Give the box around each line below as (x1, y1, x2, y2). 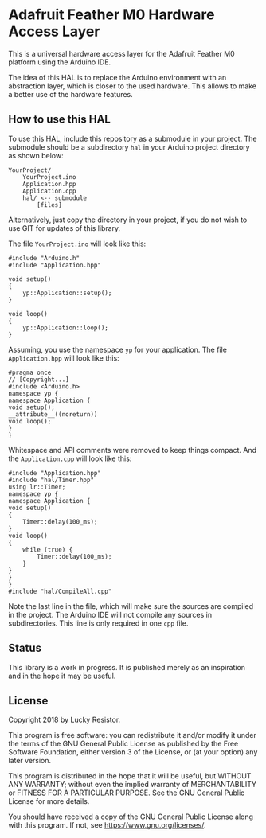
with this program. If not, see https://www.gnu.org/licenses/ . (8, 820, 206, 830)
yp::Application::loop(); (22, 324, 109, 332)
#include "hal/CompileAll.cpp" (8, 587, 112, 595)
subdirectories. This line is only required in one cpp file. (8, 618, 189, 628)
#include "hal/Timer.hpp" (8, 476, 94, 484)
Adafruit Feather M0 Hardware (8, 6, 215, 24)
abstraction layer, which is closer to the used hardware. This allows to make (8, 81, 257, 91)
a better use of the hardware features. (8, 89, 133, 99)
